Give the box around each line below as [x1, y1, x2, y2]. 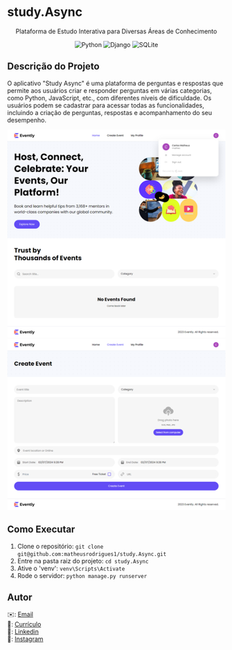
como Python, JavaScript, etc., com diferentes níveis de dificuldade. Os [7, 94, 212, 102]
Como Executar [7, 524, 75, 536]
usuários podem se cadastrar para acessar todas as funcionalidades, [7, 101, 204, 109]
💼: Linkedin [7, 628, 39, 636]
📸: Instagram [7, 635, 44, 643]
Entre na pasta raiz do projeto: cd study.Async [17, 556, 149, 565]
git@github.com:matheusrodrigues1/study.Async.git [17, 550, 167, 558]
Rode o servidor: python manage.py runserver [17, 571, 148, 579]
